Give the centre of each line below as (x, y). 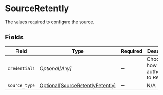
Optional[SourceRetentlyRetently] (78, 85)
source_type (21, 85)
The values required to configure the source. (50, 22)
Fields (15, 37)
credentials (21, 68)
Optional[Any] (56, 68)
